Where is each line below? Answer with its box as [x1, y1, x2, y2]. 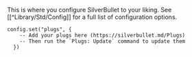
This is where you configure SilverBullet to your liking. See [7, 6, 172, 14]
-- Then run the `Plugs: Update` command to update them [19, 38, 186, 45]
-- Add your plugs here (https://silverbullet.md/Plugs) [19, 32, 186, 39]
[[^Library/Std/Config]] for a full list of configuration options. [7, 13, 178, 21]
